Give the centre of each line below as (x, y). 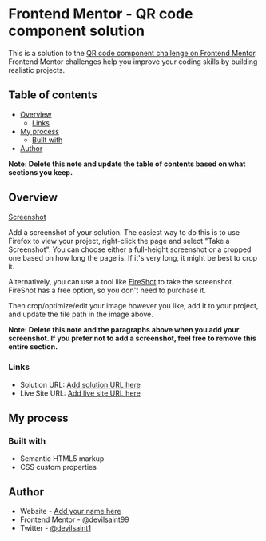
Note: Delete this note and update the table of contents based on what (127, 164)
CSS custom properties (58, 467)
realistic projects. (37, 70)
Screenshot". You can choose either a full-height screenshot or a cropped (130, 249)
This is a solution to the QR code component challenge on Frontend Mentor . (133, 53)
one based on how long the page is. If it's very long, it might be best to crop (133, 257)
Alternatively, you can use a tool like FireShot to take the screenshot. (121, 281)
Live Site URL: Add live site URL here (80, 393)
